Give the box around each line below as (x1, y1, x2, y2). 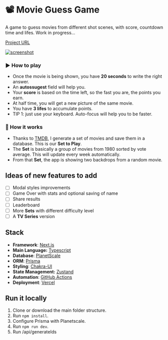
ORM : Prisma (12, 258, 40, 264)
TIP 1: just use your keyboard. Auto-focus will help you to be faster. (12, 111, 153, 117)
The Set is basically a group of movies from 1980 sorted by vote (12, 146, 147, 152)
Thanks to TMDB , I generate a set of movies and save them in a (12, 135, 145, 141)
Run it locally (5, 294, 47, 303)
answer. (12, 79, 29, 85)
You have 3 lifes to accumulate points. (12, 106, 93, 112)
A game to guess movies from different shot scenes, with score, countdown (5, 24, 163, 30)
